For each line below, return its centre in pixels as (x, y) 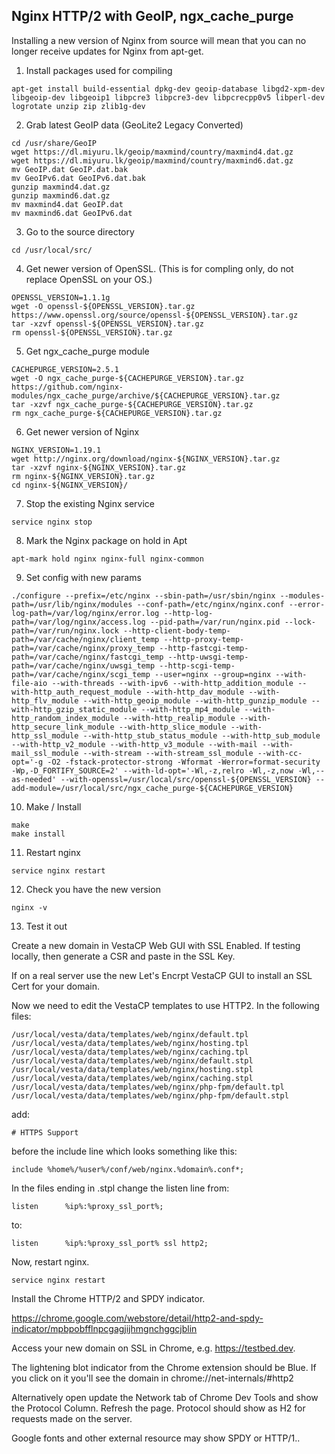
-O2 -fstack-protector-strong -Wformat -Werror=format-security (184, 762)
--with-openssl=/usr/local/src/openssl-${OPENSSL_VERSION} (186, 779)
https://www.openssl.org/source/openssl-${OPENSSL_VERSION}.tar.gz (155, 315)
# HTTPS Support (45, 1132)
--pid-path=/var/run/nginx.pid (215, 622)
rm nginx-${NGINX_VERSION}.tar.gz (83, 476)
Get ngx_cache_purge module (87, 351)
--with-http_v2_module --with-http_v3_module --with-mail (134, 744)
